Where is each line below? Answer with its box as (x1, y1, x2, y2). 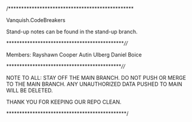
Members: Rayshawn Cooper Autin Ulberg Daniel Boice (6, 51, 142, 58)
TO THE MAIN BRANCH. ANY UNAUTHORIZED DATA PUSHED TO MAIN (6, 80, 182, 87)
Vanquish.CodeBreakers (6, 17, 66, 23)
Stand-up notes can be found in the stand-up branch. (6, 28, 138, 35)
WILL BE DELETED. (6, 87, 53, 94)
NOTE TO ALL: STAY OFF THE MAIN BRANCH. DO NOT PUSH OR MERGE (6, 74, 187, 81)
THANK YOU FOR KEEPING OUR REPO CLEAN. (6, 98, 122, 105)
